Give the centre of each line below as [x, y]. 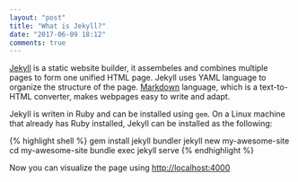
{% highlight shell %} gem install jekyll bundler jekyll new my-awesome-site [149, 141]
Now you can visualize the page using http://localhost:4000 [120, 168]
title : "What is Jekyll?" [57, 26]
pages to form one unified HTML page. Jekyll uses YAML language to [138, 78]
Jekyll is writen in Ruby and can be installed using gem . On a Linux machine [147, 114]
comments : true [38, 43]
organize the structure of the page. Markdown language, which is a [134, 87]
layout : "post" [38, 17]
